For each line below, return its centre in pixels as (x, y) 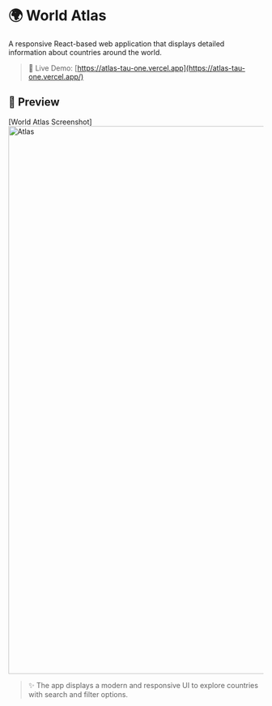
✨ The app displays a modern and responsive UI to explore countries (143, 685)
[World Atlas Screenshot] (50, 122)
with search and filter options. (78, 694)
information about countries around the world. (85, 52)
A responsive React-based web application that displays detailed (117, 43)
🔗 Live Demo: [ (53, 68)
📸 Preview (34, 102)
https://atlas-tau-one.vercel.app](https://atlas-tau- (161, 68)
